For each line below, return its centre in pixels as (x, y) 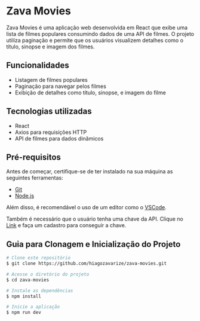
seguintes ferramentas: (35, 178)
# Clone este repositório (38, 258)
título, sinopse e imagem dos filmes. (50, 47)
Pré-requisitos (34, 157)
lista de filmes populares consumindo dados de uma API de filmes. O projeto (100, 33)
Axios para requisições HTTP (51, 132)
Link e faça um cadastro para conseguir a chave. (66, 225)
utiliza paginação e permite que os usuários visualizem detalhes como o (95, 40)
